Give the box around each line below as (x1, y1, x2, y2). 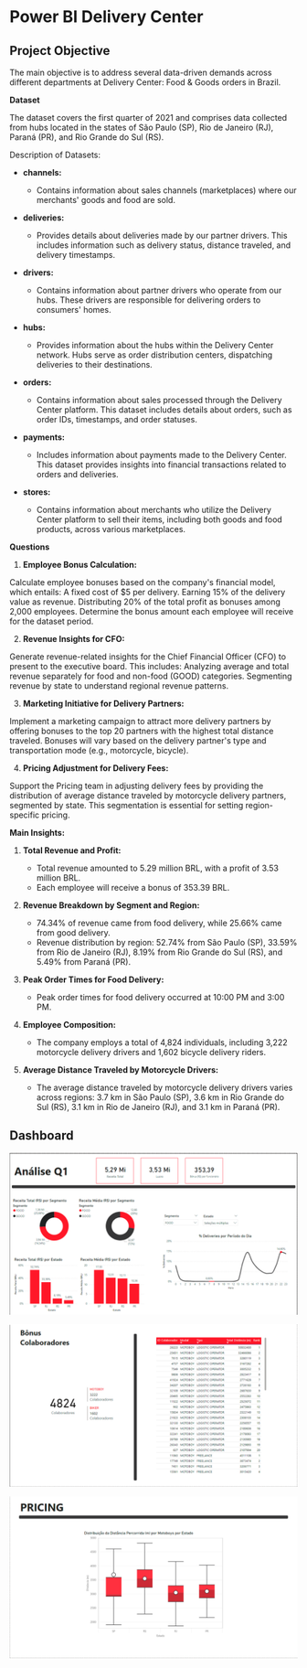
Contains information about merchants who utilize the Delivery (36, 505, 272, 515)
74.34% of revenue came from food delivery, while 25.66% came (36, 917, 282, 928)
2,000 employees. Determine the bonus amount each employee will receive (9, 606, 294, 616)
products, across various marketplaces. (36, 524, 185, 534)
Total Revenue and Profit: (22, 845, 122, 856)
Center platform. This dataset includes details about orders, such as (36, 404, 292, 415)
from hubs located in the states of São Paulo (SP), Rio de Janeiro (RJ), (9, 122, 274, 133)
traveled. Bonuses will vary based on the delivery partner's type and (9, 735, 267, 746)
